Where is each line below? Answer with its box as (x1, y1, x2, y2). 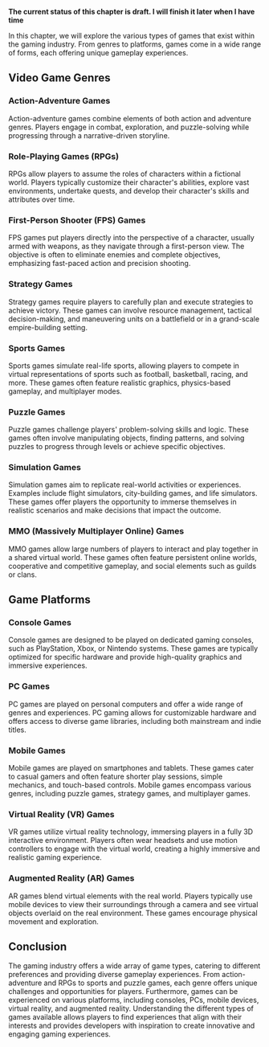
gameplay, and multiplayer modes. (8, 386, 122, 396)
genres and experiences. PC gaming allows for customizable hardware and (8, 707, 257, 718)
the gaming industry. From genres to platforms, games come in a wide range (8, 39, 262, 49)
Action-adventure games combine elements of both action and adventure (8, 113, 251, 123)
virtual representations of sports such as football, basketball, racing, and (8, 369, 249, 378)
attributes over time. (8, 194, 75, 204)
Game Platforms (8, 593, 91, 607)
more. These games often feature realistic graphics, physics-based (8, 378, 231, 387)
